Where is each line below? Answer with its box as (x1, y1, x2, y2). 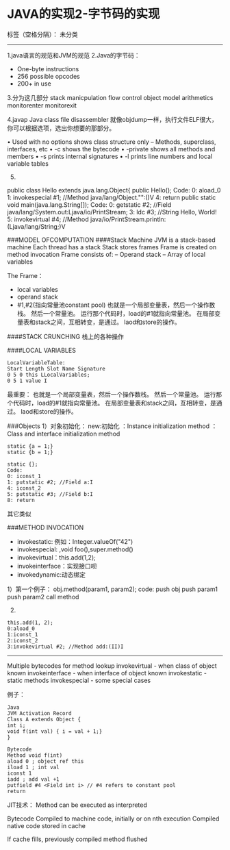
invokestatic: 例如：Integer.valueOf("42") (16, 537, 133, 545)
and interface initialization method (24, 429, 120, 438)
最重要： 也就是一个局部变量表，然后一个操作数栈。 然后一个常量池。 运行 (7, 390, 216, 398)
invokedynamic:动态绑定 (16, 570, 86, 579)
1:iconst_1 (7, 631, 38, 638)
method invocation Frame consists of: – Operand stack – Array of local (7, 250, 206, 258)
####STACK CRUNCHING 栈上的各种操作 (7, 332, 125, 340)
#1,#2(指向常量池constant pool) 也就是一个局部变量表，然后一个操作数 (16, 301, 216, 309)
